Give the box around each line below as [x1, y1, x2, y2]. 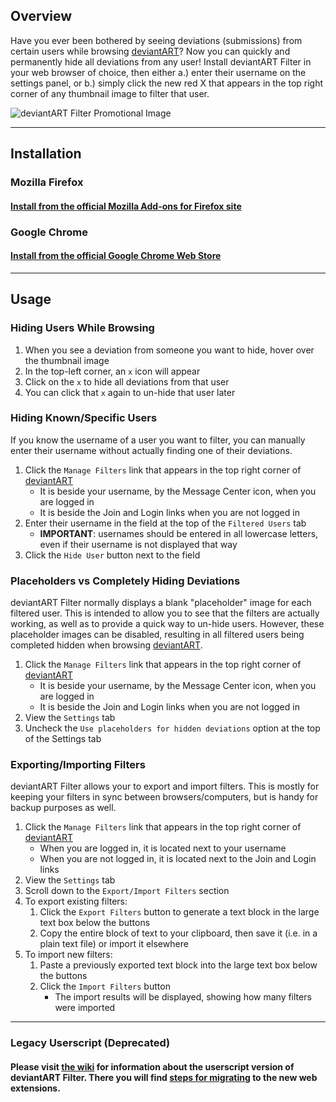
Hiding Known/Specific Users [10, 411, 158, 425]
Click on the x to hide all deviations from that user [24, 375, 230, 388]
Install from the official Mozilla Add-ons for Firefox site [10, 200, 242, 212]
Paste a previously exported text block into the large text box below [39, 959, 318, 971]
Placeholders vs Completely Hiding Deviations [10, 574, 241, 588]
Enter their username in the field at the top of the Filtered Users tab [24, 517, 307, 529]
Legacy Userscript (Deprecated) [10, 1036, 171, 1050]
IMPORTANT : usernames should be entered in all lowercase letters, [39, 527, 319, 539]
